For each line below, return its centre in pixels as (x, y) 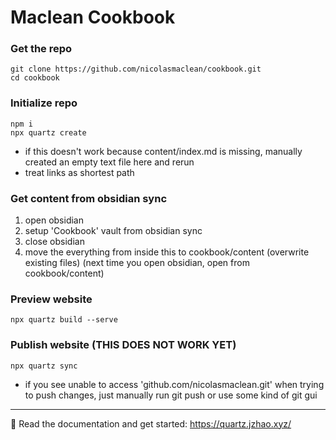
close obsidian (54, 242)
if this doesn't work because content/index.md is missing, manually (163, 151)
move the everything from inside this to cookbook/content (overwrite (167, 252)
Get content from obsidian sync (89, 198)
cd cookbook (35, 78)
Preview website (51, 299)
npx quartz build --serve (64, 320)
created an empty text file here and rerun (109, 162)
